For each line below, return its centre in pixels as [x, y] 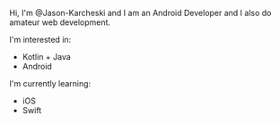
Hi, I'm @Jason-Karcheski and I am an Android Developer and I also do [140, 13]
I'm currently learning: [50, 83]
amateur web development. [60, 22]
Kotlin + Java [47, 57]
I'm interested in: [40, 40]
